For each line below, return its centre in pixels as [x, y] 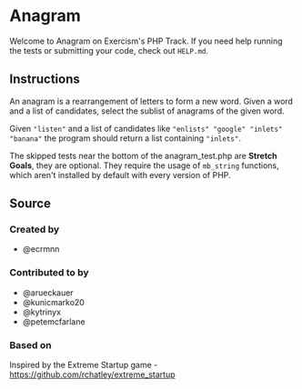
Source [30, 204]
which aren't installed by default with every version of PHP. [120, 175]
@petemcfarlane [54, 321]
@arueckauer [48, 293]
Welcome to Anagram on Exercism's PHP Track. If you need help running [146, 41]
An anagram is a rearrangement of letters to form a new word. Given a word [151, 101]
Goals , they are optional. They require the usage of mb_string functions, [144, 165]
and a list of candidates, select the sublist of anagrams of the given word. [147, 111]
